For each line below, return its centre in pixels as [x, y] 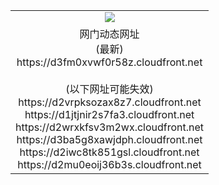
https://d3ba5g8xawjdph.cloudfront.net [109, 139]
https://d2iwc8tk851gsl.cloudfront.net [109, 152]
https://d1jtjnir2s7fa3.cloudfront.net [109, 114]
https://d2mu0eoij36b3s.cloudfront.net [109, 164]
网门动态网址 [109, 34]
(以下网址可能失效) [109, 89]
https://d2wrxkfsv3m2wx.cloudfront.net [110, 127]
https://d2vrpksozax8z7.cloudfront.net [110, 102]
